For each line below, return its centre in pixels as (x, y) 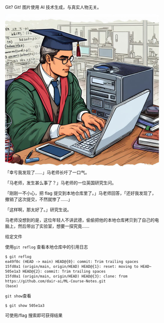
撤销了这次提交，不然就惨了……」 (39, 199)
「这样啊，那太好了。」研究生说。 (38, 210)
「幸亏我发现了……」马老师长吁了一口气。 (47, 172)
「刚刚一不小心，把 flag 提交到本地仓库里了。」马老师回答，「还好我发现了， (81, 193)
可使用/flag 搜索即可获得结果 (34, 315)
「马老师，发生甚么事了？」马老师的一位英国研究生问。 (61, 183)
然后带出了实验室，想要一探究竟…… (54, 226)
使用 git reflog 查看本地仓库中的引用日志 (47, 247)
